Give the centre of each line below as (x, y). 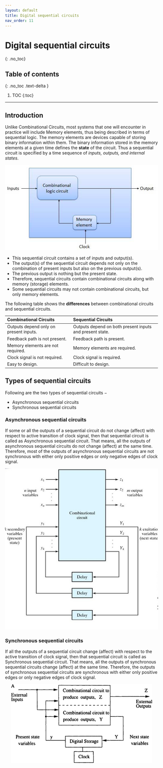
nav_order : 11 (19, 20)
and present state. (91, 332)
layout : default (21, 10)
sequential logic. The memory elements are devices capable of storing (75, 137)
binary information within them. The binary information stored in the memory (81, 142)
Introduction (24, 115)
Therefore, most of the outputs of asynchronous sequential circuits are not (80, 451)
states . (12, 158)
